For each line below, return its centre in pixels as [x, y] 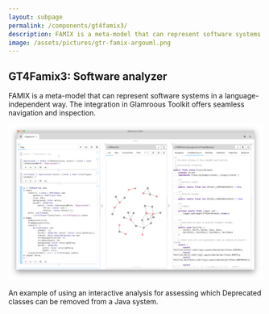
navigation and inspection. [52, 113]
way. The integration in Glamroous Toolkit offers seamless [148, 104]
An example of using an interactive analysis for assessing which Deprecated [135, 293]
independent [29, 104]
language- [242, 96]
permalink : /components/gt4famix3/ [68, 25]
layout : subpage [35, 17]
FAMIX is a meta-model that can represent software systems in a [116, 96]
